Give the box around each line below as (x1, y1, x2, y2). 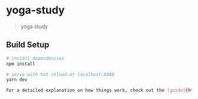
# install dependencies (6, 55, 65, 62)
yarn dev (6, 77, 28, 83)
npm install (6, 61, 35, 67)
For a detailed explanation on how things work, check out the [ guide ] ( (6, 87, 189, 94)
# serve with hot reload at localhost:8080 (6, 71, 115, 77)
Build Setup (6, 40, 49, 50)
